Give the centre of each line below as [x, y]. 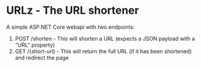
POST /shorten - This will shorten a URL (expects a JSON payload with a [105, 38]
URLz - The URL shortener [73, 10]
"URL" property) [35, 45]
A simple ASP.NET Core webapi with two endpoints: [70, 27]
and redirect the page [42, 57]
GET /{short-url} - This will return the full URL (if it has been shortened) [103, 51]
